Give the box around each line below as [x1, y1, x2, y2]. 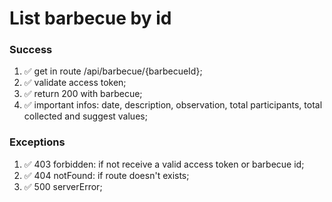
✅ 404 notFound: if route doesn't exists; [23, 169, 190, 181]
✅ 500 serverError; [23, 180, 103, 192]
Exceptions [9, 135, 66, 149]
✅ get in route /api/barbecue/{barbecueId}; [23, 65, 203, 77]
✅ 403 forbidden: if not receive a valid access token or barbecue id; [23, 158, 305, 170]
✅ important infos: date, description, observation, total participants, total [23, 99, 323, 111]
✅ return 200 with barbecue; [23, 88, 143, 100]
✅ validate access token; [23, 77, 127, 89]
